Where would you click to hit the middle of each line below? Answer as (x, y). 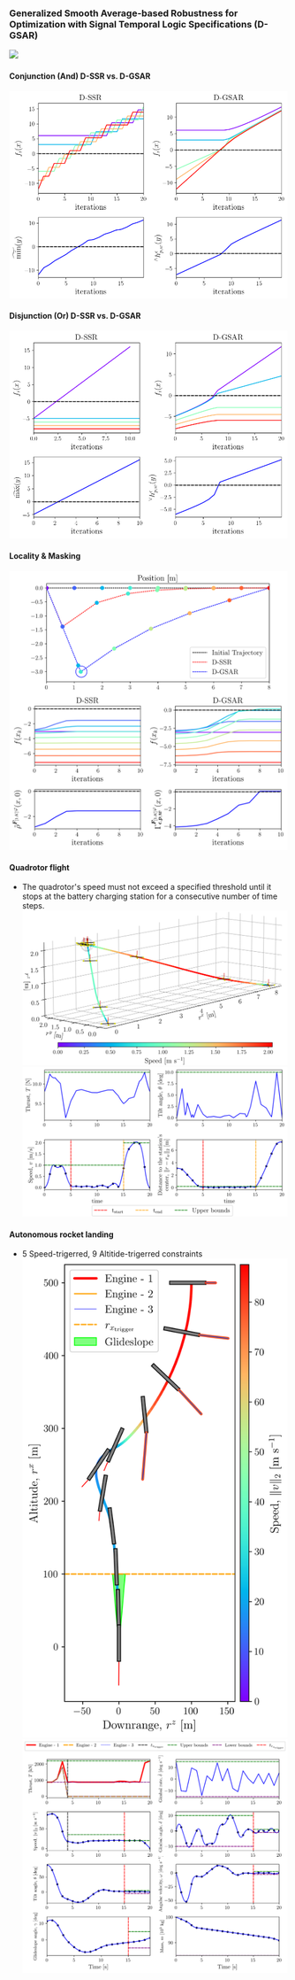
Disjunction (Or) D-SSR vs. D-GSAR (75, 316)
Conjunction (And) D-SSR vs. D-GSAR (80, 76)
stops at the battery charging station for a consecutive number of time (150, 896)
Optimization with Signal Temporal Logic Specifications (131, 24)
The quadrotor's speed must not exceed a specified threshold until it (147, 887)
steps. (33, 906)
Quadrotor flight (39, 867)
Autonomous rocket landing (61, 1234)
